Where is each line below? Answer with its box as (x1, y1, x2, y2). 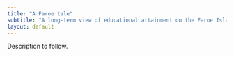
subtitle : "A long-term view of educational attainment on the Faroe (7, 17, 214, 24)
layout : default (7, 23, 54, 30)
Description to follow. (7, 42, 68, 51)
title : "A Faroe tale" (7, 10, 73, 17)
